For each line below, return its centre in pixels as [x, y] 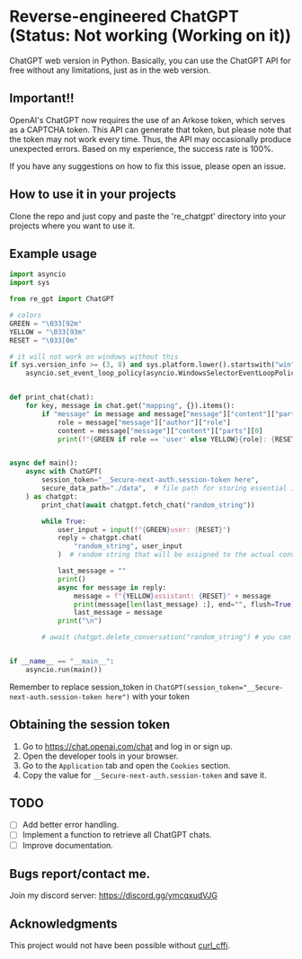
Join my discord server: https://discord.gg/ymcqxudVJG [114, 895]
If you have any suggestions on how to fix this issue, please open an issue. [147, 166]
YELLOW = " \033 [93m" [48, 332]
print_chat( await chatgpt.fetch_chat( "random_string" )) [148, 505]
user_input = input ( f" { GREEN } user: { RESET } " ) [144, 529]
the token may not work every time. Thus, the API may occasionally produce [151, 139]
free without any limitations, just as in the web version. [110, 70]
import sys [30, 283]
